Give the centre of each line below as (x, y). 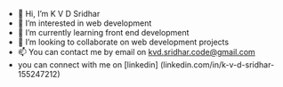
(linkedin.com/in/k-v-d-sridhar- (217, 65)
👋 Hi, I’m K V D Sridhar (59, 14)
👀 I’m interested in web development (85, 23)
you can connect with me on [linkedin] (88, 65)
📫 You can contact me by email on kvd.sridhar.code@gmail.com (136, 52)
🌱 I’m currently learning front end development (103, 32)
